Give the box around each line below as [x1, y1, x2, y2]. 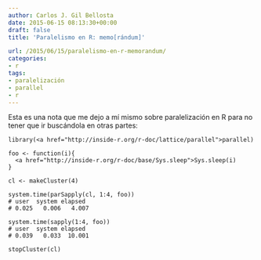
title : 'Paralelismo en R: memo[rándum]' [8, 33, 146, 42]
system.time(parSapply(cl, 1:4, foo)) [8, 191, 135, 199]
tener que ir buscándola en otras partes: [8, 121, 139, 130]
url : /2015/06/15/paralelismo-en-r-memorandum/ [8, 48, 167, 56]
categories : [8, 55, 47, 63]
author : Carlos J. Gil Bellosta [8, 11, 114, 20]
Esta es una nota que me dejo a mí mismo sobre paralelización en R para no [8, 113, 253, 122]
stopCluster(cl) [8, 246, 61, 254]
